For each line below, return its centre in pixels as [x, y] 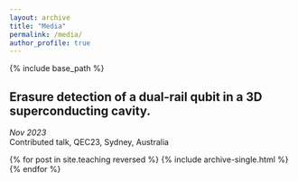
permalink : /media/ [46, 34]
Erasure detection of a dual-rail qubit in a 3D [136, 97]
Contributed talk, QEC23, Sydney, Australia [89, 142]
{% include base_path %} [57, 68]
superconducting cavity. [80, 110]
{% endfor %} [35, 169]
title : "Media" [38, 26]
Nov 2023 [28, 132]
